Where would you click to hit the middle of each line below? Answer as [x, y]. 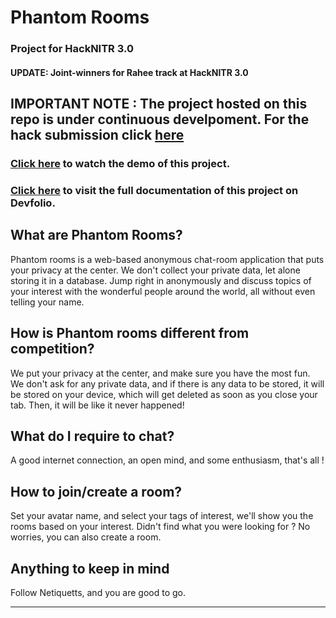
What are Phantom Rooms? [96, 235]
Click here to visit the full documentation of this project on [154, 190]
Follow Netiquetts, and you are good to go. [98, 592]
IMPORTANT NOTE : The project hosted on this [159, 104]
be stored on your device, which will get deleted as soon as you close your [164, 394]
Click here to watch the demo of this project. [120, 164]
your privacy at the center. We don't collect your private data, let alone [155, 270]
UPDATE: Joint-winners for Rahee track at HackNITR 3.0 [129, 72]
